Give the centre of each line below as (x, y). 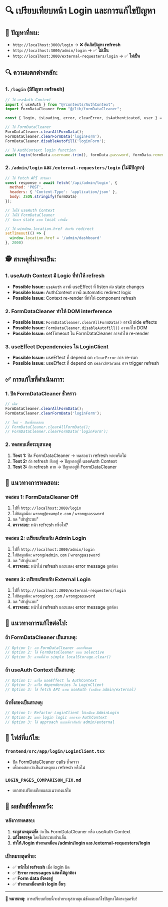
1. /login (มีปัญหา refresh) (35, 89)
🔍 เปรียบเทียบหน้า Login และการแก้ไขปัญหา (80, 11)
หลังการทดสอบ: (20, 821)
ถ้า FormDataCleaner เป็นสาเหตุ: (41, 637)
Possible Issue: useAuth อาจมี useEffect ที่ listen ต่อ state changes (78, 287)
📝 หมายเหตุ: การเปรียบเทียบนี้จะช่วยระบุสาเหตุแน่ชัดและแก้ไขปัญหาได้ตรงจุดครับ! (71, 899)
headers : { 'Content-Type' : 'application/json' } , (63, 192)
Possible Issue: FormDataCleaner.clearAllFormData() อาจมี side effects (85, 322)
